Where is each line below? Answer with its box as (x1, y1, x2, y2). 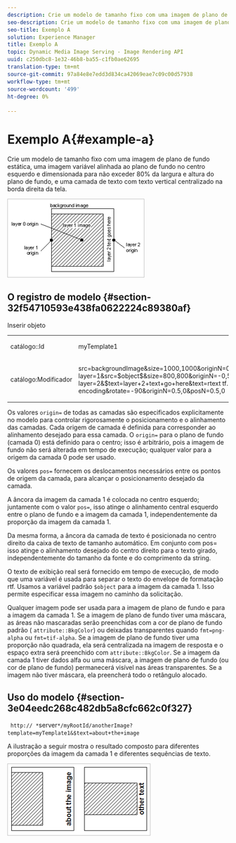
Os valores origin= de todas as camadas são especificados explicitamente (7, 408, 224, 417)
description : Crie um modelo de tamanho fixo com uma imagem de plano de (7, 11, 228, 18)
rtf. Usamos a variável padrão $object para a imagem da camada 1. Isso (7, 583, 214, 591)
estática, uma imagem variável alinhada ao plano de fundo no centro (7, 163, 206, 171)
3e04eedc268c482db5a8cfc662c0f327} (7, 702, 193, 714)
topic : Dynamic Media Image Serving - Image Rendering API (7, 49, 184, 56)
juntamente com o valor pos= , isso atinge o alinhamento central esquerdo (7, 503, 219, 512)
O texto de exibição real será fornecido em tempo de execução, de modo (7, 567, 219, 576)
